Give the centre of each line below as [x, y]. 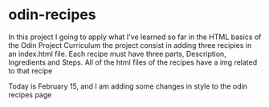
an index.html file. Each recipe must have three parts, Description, [117, 53]
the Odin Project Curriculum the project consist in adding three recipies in [130, 45]
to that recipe [31, 70]
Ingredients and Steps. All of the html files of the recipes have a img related [133, 62]
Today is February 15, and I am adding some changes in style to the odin [128, 86]
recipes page [30, 94]
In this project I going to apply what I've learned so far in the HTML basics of [135, 37]
